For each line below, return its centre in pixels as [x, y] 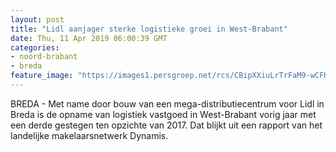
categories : [35, 47]
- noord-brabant [44, 57]
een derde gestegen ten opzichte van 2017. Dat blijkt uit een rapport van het [166, 125]
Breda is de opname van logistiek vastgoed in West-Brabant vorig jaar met [163, 114]
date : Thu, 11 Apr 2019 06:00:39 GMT [89, 38]
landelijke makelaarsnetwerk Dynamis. [89, 135]
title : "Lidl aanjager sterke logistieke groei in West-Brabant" [149, 29]
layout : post [37, 19]
